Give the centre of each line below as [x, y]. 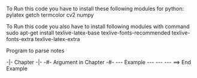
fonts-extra [20, 39]
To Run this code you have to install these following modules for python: [95, 9]
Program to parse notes [35, 51]
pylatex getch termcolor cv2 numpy [50, 15]
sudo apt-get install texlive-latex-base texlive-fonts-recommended [88, 33]
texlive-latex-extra [57, 39]
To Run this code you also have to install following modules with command [98, 26]
